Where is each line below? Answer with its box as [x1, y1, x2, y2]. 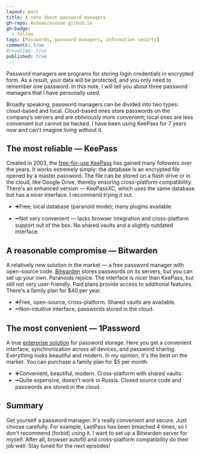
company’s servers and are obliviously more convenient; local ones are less [6, 113, 193, 121]
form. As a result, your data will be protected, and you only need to [6, 76, 172, 83]
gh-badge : [6, 25, 31, 32]
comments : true [6, 43, 44, 49]
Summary [6, 400, 44, 411]
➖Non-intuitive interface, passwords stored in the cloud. [14, 306, 154, 313]
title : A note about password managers [6, 14, 106, 20]
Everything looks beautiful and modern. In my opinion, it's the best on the [6, 352, 188, 359]
